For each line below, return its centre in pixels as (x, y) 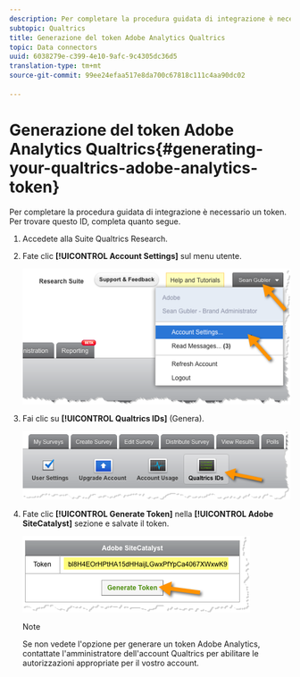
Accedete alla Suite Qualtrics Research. (95, 238)
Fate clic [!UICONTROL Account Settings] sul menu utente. (132, 255)
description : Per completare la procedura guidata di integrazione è (142, 19)
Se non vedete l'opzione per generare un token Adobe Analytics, (141, 644)
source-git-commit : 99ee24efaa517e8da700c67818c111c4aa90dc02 (127, 76)
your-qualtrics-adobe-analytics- (134, 167)
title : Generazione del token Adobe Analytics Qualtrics (117, 38)
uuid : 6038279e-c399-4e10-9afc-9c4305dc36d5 (93, 57)
